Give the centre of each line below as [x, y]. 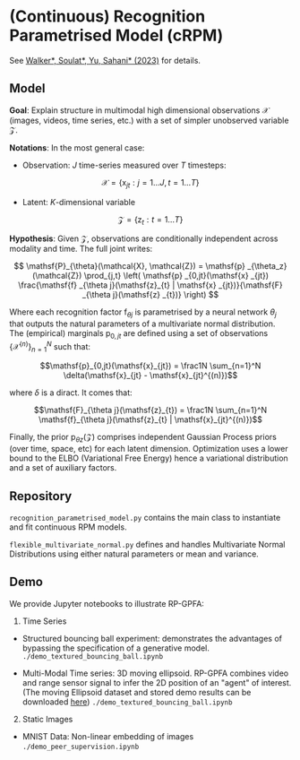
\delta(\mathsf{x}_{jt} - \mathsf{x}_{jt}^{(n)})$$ [150, 376]
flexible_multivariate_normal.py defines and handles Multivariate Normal [147, 544]
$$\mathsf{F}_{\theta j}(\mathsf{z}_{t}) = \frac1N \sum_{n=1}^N [150, 410]
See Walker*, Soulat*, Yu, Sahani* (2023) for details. [105, 60]
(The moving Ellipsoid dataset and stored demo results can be [137, 692]
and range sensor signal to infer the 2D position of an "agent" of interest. [157, 682]
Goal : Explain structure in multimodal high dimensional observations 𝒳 [139, 110]
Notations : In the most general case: [77, 147]
